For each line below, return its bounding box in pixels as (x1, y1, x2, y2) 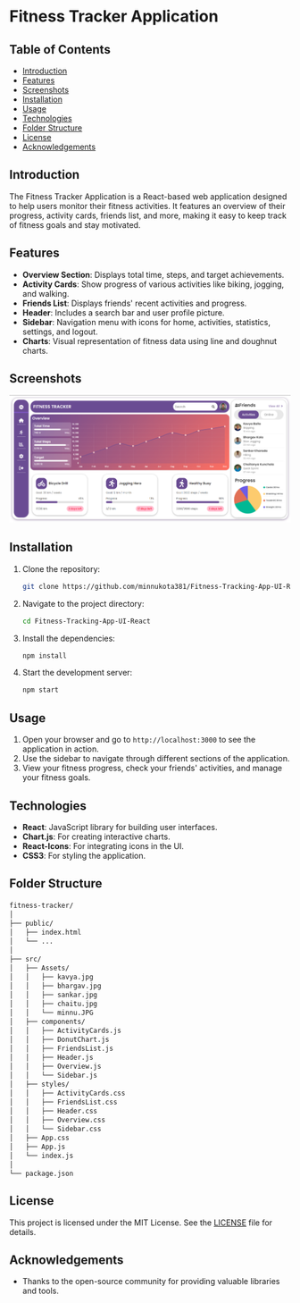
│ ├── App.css (9, 1133, 70, 1142)
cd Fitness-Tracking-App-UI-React (21, 617, 151, 626)
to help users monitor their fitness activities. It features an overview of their (9, 200, 286, 211)
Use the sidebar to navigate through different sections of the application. (21, 753, 290, 764)
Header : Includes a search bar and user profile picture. (21, 307, 225, 318)
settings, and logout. (21, 326, 98, 337)
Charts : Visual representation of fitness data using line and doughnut (21, 335, 278, 346)
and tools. (21, 1285, 60, 1297)
